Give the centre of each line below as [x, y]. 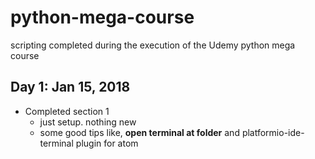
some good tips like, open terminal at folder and [139, 132]
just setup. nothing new [88, 122]
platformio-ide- [273, 132]
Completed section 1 [67, 111]
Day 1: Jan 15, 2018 [70, 87]
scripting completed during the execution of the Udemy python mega [153, 45]
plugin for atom [107, 143]
